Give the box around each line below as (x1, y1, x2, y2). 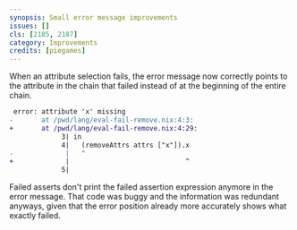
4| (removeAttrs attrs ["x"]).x (61, 141, 191, 149)
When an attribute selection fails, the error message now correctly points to (9, 71, 288, 81)
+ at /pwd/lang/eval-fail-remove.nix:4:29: (9, 124, 199, 132)
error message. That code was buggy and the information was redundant (9, 192, 280, 202)
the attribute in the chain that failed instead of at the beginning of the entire (9, 81, 286, 91)
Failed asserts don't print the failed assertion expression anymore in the (9, 182, 274, 192)
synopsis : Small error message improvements (9, 13, 178, 22)
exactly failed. (9, 210, 61, 221)
